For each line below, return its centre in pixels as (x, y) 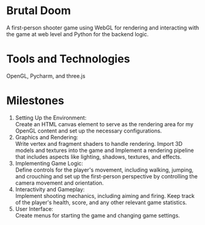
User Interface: (34, 208)
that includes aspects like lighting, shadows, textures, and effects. (98, 156)
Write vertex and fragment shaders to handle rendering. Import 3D (99, 143)
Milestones (35, 101)
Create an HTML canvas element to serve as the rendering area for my (104, 124)
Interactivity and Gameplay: (50, 189)
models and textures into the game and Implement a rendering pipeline (104, 150)
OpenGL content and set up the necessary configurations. (88, 131)
